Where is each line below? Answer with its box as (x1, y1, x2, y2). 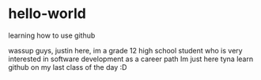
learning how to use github (8, 31, 96, 40)
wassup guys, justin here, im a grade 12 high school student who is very (8, 45, 243, 55)
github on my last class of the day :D (8, 62, 127, 71)
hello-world (8, 5, 87, 23)
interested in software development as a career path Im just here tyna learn (8, 54, 254, 64)
